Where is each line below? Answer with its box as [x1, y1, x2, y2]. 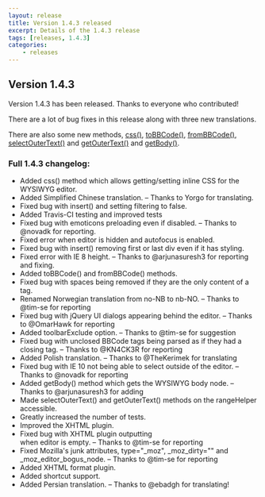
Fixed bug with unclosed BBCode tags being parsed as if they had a [19, 337, 242, 346]
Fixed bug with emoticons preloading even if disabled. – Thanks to [19, 218, 237, 228]
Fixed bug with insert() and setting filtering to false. [19, 202, 188, 211]
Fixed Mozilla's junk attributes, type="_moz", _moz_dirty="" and [19, 446, 229, 456]
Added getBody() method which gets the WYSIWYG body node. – [19, 379, 234, 388]
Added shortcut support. [19, 472, 101, 481]
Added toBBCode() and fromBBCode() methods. [19, 269, 178, 279]
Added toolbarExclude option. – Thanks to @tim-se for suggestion [19, 328, 236, 337]
